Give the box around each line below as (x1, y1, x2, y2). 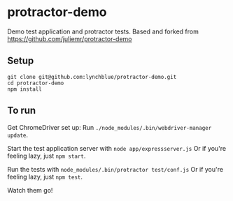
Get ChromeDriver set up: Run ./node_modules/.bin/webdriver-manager (7, 123, 212, 131)
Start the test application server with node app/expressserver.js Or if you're (7, 144, 226, 152)
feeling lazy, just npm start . (7, 151, 86, 160)
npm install (7, 85, 42, 93)
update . (7, 131, 28, 139)
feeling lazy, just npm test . (7, 172, 83, 181)
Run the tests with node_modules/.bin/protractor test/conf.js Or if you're (7, 165, 224, 173)
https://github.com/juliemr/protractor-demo (7, 34, 132, 43)
